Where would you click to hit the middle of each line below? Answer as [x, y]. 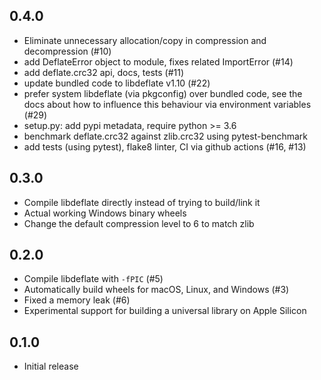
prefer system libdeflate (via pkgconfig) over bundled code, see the [163, 93]
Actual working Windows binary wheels [105, 213]
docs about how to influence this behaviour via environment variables [167, 104]
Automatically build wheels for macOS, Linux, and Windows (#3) [156, 290]
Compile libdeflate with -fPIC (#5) [93, 279]
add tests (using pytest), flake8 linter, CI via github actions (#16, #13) [165, 146]
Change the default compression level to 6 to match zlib [139, 223]
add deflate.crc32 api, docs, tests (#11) [104, 72]
